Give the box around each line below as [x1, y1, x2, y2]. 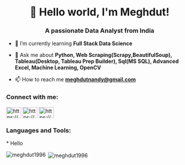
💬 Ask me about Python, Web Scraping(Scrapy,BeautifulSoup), [14, 52, 173, 59]
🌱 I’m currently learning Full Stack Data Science [14, 40, 133, 47]
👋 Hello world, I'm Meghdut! [29, 5, 170, 19]
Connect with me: [6, 93, 59, 101]
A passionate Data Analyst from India [44, 27, 155, 35]
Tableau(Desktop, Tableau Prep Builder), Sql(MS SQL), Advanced [14, 58, 179, 65]
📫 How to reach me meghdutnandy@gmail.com [14, 76, 136, 83]
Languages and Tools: [6, 126, 71, 134]
